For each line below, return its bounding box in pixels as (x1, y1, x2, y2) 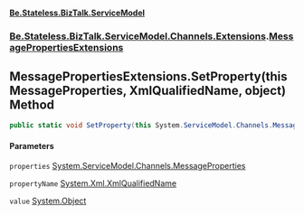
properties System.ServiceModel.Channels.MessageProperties (9, 161, 246, 172)
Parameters (9, 140, 54, 151)
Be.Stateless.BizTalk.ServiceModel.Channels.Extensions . (9, 30, 270, 42)
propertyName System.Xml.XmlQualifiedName (9, 178, 177, 189)
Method (9, 97, 55, 112)
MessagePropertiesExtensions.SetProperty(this (9, 69, 288, 84)
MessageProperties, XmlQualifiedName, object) (9, 82, 287, 98)
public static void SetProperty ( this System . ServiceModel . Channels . (9, 121, 273, 130)
